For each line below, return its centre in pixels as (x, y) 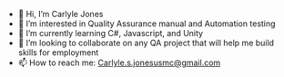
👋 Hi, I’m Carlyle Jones (61, 14)
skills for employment (58, 53)
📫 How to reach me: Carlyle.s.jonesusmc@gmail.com (119, 63)
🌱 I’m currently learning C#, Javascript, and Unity (110, 33)
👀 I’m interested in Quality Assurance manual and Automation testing (147, 24)
